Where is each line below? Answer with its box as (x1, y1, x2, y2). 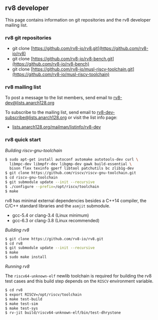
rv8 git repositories (5, 34, 52, 41)
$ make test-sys (5, 306, 38, 311)
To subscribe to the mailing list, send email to (5, 110, 96, 115)
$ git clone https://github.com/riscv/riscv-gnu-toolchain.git (5, 171, 137, 176)
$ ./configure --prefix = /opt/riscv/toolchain (5, 184, 99, 189)
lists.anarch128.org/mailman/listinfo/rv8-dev (12, 124, 101, 130)
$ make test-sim (5, 301, 38, 306)
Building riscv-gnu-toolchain (5, 147, 62, 153)
